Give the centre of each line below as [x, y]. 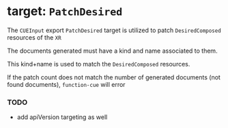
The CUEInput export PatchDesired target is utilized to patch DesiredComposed [114, 30]
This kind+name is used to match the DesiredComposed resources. [99, 64]
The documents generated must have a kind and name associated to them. [112, 51]
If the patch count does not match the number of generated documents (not [114, 77]
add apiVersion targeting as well [62, 117]
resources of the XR [34, 37]
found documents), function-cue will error [66, 84]
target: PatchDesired [65, 11]
